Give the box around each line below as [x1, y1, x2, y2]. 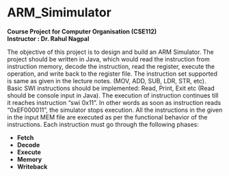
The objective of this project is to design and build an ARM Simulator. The [7, 48, 214, 56]
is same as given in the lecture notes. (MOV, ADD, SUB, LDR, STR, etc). [7, 76, 206, 85]
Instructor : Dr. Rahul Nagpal [7, 34, 90, 42]
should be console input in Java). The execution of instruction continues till [7, 91, 219, 100]
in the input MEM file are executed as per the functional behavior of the [7, 113, 208, 121]
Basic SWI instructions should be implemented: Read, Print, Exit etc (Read [7, 84, 215, 92]
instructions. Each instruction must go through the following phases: [7, 120, 200, 128]
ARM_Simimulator [7, 5, 111, 20]
